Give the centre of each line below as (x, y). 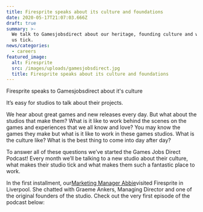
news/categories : (28, 46)
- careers (24, 51)
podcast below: (26, 202)
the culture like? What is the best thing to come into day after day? (89, 141)
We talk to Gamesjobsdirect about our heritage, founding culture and (102, 35)
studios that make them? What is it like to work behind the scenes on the (97, 121)
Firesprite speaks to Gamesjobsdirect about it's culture (75, 91)
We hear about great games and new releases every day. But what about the (101, 114)
